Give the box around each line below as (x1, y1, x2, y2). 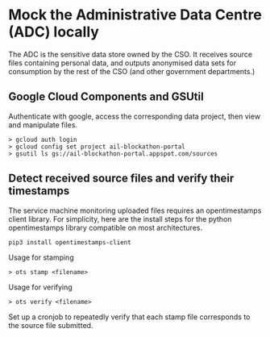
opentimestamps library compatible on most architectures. (8, 223, 203, 232)
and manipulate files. (8, 119, 78, 130)
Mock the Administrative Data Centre (8, 6, 262, 24)
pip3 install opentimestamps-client (8, 238, 131, 247)
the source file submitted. (8, 320, 93, 330)
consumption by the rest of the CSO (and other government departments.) (8, 66, 255, 76)
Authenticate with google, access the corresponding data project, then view (8, 111, 260, 121)
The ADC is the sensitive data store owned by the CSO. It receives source (8, 49, 252, 59)
